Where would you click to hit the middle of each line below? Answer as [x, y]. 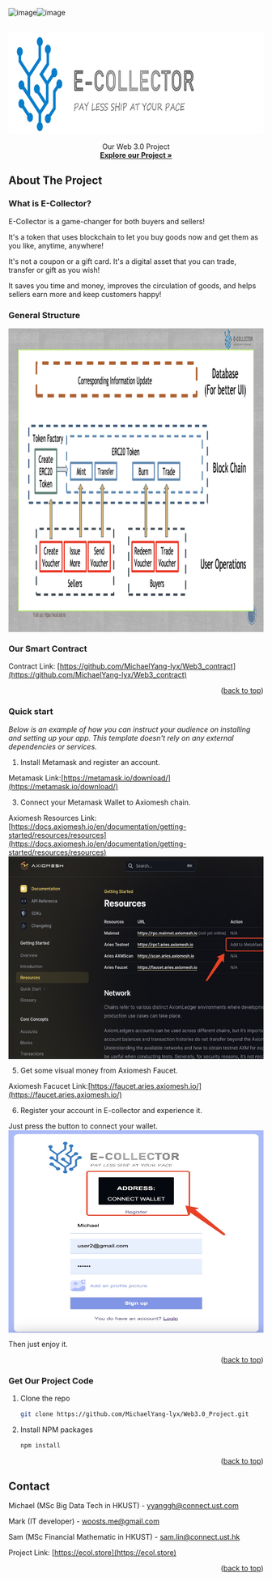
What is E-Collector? [50, 204]
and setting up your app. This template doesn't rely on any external [121, 737]
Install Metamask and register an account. [90, 762]
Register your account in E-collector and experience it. [111, 1110]
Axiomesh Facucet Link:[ [50, 1086]
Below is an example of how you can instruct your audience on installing [130, 729]
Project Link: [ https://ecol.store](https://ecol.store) [92, 1553]
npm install [40, 1445]
